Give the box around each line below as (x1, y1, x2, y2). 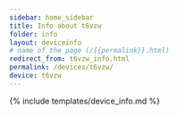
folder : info (9, 29, 58, 38)
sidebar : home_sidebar (9, 12, 94, 22)
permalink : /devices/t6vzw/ (9, 63, 114, 72)
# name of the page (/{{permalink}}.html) (9, 46, 170, 55)
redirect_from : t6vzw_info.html (9, 54, 130, 63)
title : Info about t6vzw (9, 21, 102, 30)
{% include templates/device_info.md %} (9, 95, 161, 106)
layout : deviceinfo (9, 37, 82, 47)
